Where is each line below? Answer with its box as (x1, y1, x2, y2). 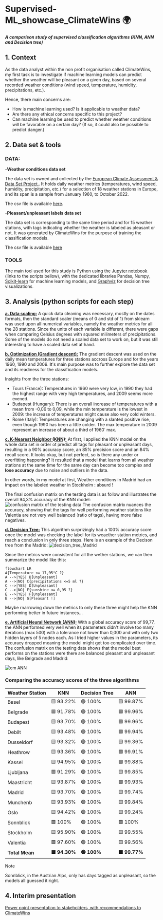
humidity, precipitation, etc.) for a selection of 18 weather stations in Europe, (5, 186, 158, 192)
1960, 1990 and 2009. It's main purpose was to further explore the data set (5, 361, 155, 367)
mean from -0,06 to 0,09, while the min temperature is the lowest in (12, 406, 147, 412)
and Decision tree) (5, 39, 43, 45)
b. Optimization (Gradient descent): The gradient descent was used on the (5, 351, 157, 357)
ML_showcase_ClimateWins (5, 15, 121, 26)
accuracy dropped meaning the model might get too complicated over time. (5, 639, 157, 646)
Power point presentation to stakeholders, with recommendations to (5, 904, 141, 910)
